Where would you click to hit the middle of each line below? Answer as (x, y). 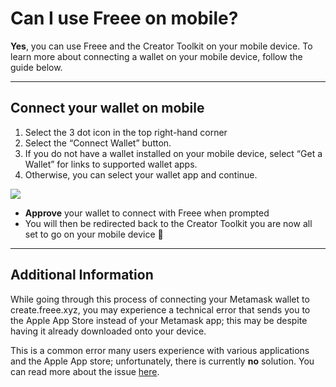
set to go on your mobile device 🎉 (94, 234)
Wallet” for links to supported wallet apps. (111, 164)
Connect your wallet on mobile (107, 108)
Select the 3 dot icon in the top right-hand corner (126, 132)
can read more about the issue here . (85, 371)
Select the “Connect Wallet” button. (98, 143)
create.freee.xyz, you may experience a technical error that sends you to (160, 309)
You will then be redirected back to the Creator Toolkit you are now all (168, 223)
